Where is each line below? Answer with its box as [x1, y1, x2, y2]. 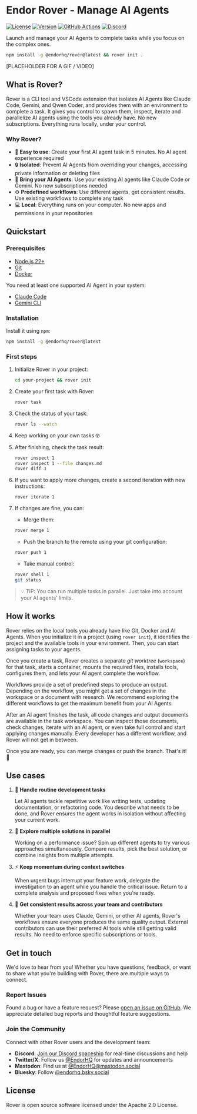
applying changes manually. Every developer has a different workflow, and [6, 730, 187, 737]
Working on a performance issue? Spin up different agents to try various [14, 839, 190, 847]
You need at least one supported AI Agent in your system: [6, 282, 146, 289]
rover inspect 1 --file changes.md [14, 460, 102, 466]
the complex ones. [6, 41, 51, 48]
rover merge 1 [14, 527, 49, 534]
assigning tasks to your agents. [6, 645, 82, 653]
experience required [14, 154, 64, 162]
